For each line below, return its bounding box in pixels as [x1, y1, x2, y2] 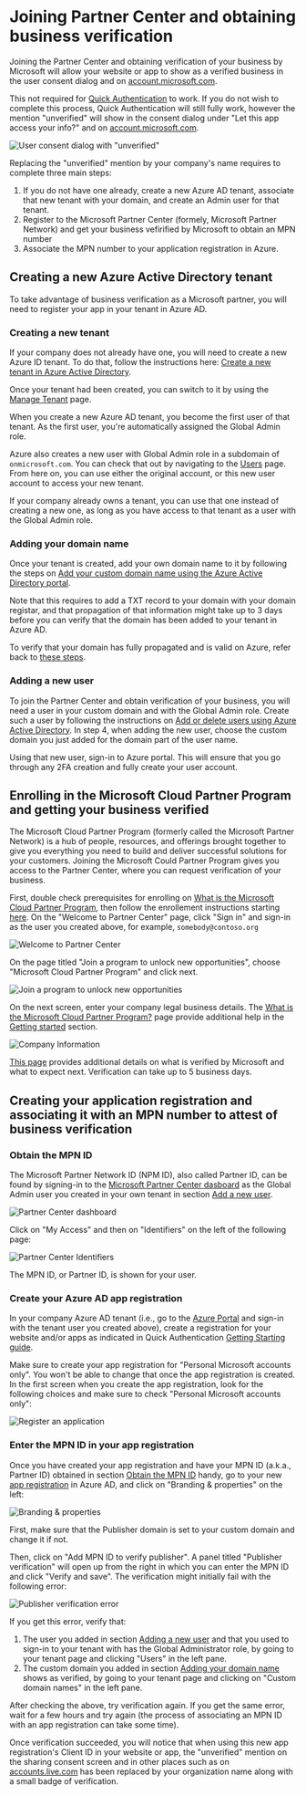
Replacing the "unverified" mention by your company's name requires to [9, 157, 280, 168]
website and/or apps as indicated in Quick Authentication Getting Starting [9, 1332, 286, 1343]
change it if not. [9, 1533, 68, 1544]
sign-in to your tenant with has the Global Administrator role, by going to [22, 1643, 294, 1654]
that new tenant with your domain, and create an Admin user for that [22, 194, 280, 205]
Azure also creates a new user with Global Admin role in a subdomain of [9, 449, 280, 460]
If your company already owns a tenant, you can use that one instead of [9, 496, 280, 506]
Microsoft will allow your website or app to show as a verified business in [9, 66, 284, 77]
